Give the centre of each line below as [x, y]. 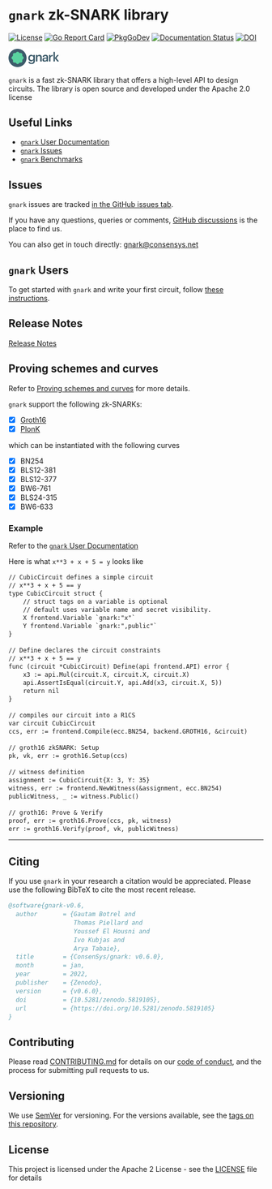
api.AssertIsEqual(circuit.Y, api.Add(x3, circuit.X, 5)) [123, 683]
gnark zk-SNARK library [89, 15]
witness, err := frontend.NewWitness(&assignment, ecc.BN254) [115, 789]
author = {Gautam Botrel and [76, 915]
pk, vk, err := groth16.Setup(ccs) [68, 756]
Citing [24, 862]
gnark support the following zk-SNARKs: [75, 404]
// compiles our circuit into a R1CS [72, 716]
